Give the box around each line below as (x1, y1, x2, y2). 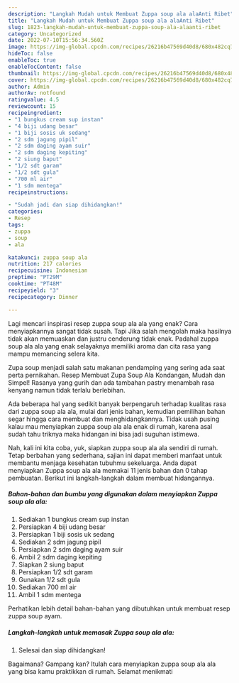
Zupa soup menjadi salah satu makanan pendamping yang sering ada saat (8, 363, 226, 371)
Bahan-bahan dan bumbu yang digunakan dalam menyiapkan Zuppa (8, 490, 218, 498)
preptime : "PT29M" (8, 274, 62, 281)
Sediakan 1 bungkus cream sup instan (18, 515, 130, 524)
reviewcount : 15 (8, 103, 56, 110)
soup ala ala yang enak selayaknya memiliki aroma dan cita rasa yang (8, 341, 211, 350)
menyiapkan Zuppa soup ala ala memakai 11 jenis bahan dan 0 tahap (8, 466, 208, 474)
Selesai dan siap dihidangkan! (18, 646, 106, 655)
